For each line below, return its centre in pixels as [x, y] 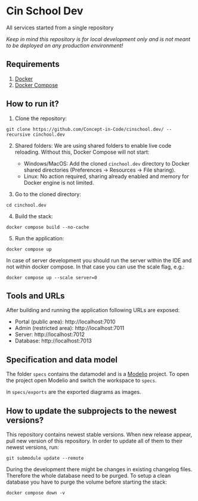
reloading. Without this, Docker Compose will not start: [82, 152]
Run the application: [39, 238]
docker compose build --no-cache [48, 227]
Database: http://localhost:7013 [53, 341]
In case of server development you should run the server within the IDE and [99, 260]
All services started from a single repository [60, 28]
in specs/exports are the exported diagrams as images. [74, 392]
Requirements [33, 64]
